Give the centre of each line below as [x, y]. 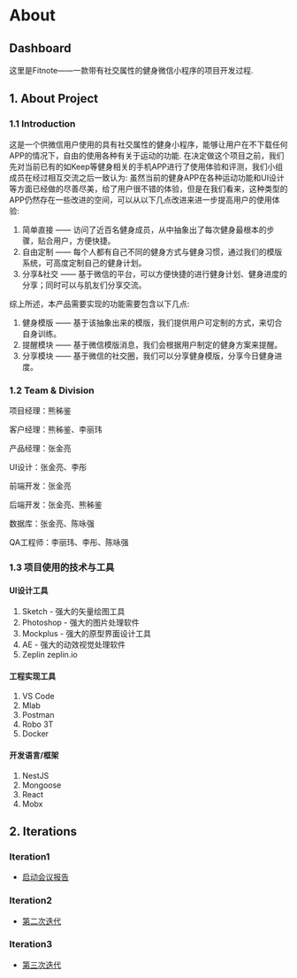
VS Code [38, 697]
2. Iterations [43, 832]
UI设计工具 [29, 590]
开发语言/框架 [34, 755]
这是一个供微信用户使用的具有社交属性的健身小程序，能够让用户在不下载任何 [148, 144]
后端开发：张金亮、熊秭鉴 [56, 504]
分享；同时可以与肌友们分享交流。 [84, 285]
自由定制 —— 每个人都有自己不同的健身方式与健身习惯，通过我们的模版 [152, 251]
